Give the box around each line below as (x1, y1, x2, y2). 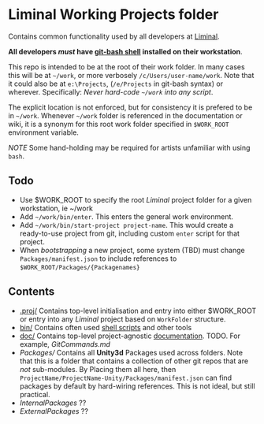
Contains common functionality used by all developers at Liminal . (8, 32, 220, 41)
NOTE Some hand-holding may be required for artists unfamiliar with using (8, 143, 251, 152)
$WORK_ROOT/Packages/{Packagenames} (19, 263, 140, 271)
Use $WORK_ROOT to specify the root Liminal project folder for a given (19, 195, 252, 204)
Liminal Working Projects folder (8, 6, 219, 24)
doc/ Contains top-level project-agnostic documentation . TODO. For (19, 331, 241, 340)
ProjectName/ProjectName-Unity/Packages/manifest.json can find (19, 373, 232, 382)
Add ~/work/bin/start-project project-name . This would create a (19, 220, 234, 229)
